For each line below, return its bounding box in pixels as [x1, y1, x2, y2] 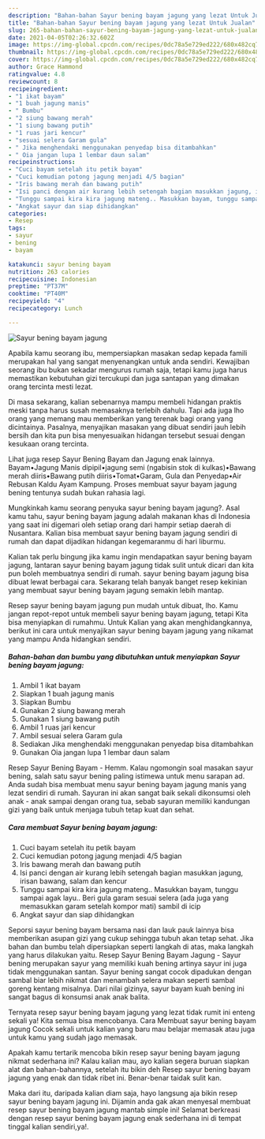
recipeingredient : [8, 84, 69, 93]
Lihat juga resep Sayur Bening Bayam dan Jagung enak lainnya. [8, 454, 215, 464]
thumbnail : [8, 48, 44, 56]
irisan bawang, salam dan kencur [19, 876, 128, 886]
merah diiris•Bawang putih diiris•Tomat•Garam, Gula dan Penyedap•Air [8, 471, 242, 480]
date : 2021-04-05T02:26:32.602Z [8, 33, 114, 42]
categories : [8, 210, 47, 218]
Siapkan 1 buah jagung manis [19, 689, 115, 698]
